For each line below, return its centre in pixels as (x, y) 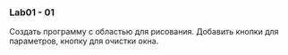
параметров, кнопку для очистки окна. (84, 41)
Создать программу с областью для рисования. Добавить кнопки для (144, 32)
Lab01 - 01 (32, 12)
